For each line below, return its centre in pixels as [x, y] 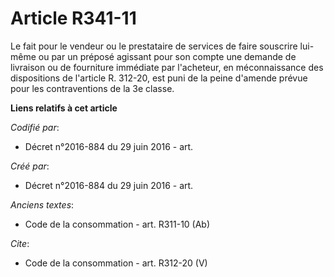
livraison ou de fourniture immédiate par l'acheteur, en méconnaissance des [167, 67]
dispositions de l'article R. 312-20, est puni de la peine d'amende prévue [159, 78]
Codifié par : [35, 127]
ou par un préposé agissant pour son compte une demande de [167, 56]
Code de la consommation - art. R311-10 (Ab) [117, 224]
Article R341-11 [73, 18]
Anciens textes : [42, 204]
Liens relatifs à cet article [64, 108]
